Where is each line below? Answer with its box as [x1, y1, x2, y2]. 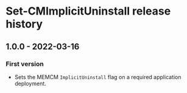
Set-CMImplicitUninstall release [5, 4, 171, 18]
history [5, 17, 43, 31]
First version [5, 60, 44, 68]
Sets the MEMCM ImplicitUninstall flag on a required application [14, 73, 182, 80]
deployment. [14, 80, 46, 87]
